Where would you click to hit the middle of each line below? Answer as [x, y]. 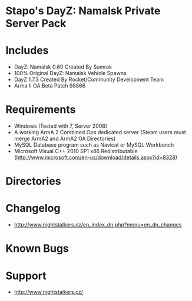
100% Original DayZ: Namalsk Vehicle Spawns [70, 73]
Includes [27, 51]
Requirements [41, 110]
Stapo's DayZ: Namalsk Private [83, 11]
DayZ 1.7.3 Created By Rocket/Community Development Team [89, 80]
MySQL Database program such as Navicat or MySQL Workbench [94, 145]
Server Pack [36, 23]
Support [26, 276]
